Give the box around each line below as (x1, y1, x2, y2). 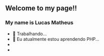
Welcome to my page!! (5, 4, 77, 13)
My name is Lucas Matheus (5, 19, 74, 26)
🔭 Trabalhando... (12, 30, 47, 37)
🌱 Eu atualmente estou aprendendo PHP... (12, 36, 99, 42)
